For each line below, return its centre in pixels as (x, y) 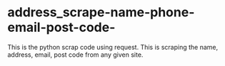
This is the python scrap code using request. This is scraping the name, (113, 47)
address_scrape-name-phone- (101, 12)
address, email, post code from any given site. (75, 55)
